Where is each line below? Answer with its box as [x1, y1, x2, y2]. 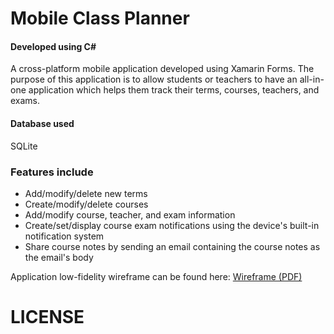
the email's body [24, 251, 94, 263]
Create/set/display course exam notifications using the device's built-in [24, 219, 320, 231]
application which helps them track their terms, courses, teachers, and [28, 84, 320, 96]
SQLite [10, 140, 38, 152]
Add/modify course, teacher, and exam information [24, 208, 236, 221]
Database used [10, 117, 75, 129]
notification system [24, 230, 105, 242]
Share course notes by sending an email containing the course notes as [24, 240, 321, 252]
